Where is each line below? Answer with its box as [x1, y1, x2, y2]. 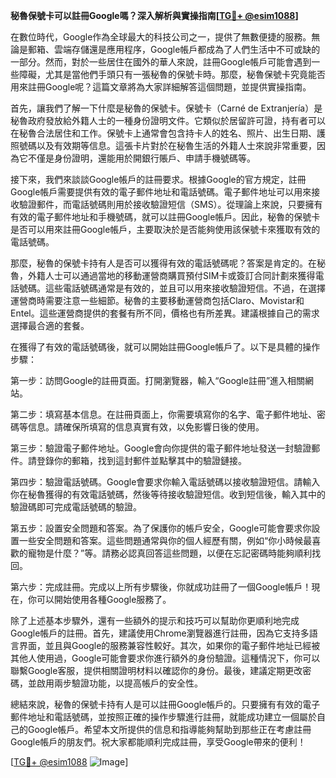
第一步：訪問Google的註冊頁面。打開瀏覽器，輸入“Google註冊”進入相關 [10, 375, 306, 386]
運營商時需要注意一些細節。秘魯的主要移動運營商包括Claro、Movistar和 [10, 295, 305, 306]
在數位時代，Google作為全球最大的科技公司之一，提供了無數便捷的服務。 [10, 31, 312, 43]
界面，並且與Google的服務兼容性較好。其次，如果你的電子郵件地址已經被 [18, 640, 321, 651]
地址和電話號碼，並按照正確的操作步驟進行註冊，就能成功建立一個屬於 [27, 711, 317, 723]
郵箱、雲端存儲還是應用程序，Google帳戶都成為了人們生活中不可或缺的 [27, 44, 321, 55]
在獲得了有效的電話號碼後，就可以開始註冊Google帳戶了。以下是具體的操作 [10, 341, 321, 353]
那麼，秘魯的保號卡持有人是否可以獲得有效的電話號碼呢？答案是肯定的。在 [10, 257, 317, 269]
